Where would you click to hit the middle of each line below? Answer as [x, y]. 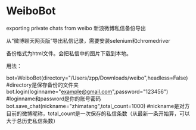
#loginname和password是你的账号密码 [54, 99]
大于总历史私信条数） [32, 121]
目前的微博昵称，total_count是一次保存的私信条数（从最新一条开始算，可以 [98, 113]
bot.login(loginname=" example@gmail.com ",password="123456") [87, 91]
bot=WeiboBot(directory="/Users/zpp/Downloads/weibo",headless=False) [97, 78]
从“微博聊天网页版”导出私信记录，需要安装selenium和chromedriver [88, 40]
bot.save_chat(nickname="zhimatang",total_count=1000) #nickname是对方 [98, 106]
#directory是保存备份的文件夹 [43, 85]
